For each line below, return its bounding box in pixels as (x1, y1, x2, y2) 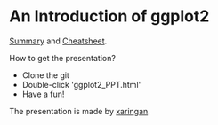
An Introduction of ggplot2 (9, 6, 210, 27)
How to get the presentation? (9, 52, 116, 63)
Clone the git (21, 69, 69, 81)
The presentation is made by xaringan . (9, 105, 151, 116)
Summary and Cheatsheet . (9, 35, 108, 46)
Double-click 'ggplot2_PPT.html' (21, 79, 141, 90)
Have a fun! (21, 89, 65, 99)
